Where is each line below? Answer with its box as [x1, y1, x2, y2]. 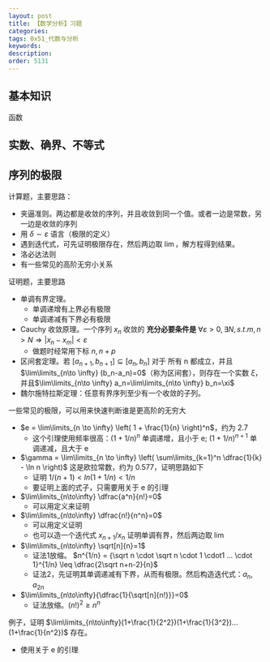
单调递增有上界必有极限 [32, 303, 111, 313]
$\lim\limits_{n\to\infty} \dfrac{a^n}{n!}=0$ [19, 492, 162, 501]
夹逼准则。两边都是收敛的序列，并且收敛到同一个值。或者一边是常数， [19, 208, 255, 218]
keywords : [8, 42, 42, 50]
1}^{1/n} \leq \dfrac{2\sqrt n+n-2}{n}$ [32, 559, 158, 569]
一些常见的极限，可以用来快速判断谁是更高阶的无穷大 [8, 406, 186, 415]
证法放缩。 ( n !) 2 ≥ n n [32, 599, 101, 609]
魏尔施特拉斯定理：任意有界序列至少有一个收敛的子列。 [19, 389, 205, 398]
